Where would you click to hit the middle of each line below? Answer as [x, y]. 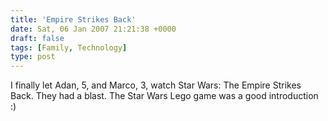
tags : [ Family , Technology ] [69, 47]
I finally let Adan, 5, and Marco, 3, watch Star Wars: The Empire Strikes [156, 85]
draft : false [37, 38]
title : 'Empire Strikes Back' [73, 19]
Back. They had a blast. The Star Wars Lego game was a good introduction [164, 96]
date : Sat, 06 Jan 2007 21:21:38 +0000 [93, 29]
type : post [33, 57]
